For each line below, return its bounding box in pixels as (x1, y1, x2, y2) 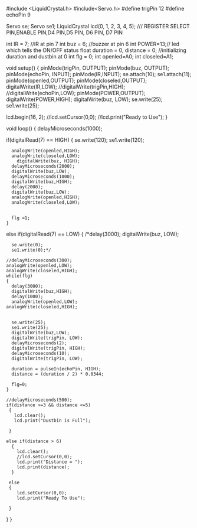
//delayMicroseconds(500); (6, 397, 73, 403)
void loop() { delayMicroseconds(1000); (6, 125, 103, 132)
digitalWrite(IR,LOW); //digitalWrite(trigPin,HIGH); (6, 83, 126, 90)
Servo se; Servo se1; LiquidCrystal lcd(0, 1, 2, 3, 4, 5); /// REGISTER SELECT (6, 23, 190, 30)
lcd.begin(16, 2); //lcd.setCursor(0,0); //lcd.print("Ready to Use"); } (6, 113, 168, 120)
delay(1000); (11, 294, 44, 299)
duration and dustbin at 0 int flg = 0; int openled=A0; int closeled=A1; (6, 53, 174, 60)
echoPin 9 (6, 11, 31, 18)
